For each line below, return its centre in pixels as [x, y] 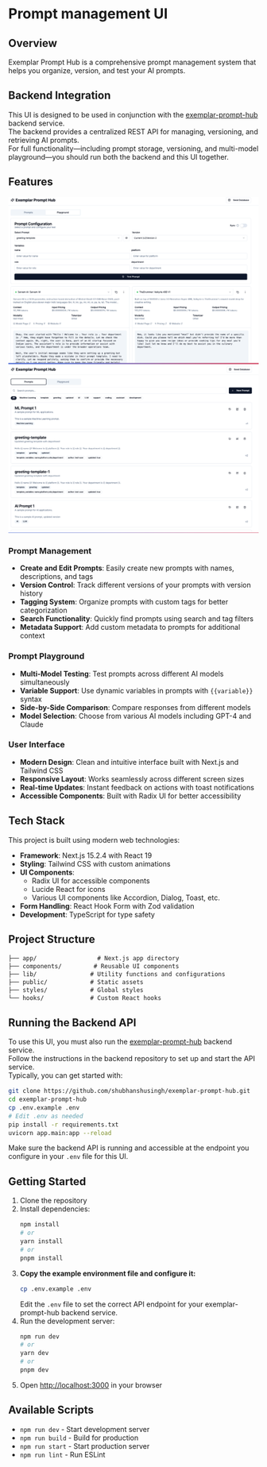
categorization [43, 610]
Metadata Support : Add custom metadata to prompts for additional [130, 627]
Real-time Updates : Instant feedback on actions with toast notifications [137, 787]
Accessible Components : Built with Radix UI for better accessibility [130, 796]
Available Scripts [51, 1410]
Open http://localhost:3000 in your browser [91, 1385]
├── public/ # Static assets [76, 983]
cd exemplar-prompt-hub [48, 1100]
